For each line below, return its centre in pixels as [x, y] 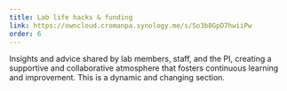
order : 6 [25, 34]
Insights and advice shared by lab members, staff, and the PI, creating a [141, 59]
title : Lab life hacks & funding [71, 17]
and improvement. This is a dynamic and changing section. [117, 78]
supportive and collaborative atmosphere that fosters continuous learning [144, 68]
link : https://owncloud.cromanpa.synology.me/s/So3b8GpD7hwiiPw [131, 26]
